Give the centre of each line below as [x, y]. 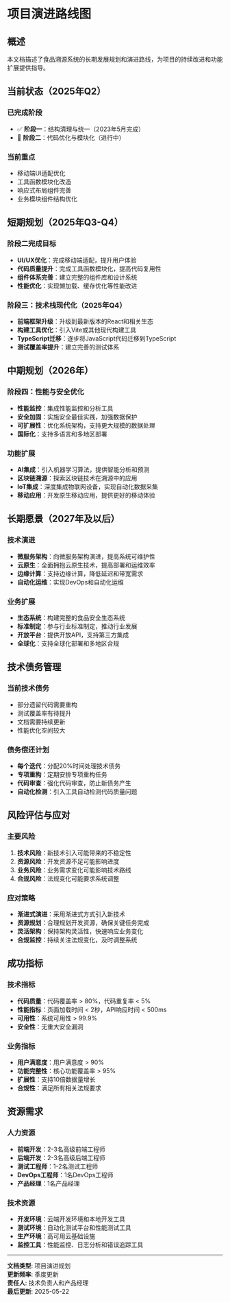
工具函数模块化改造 [44, 182]
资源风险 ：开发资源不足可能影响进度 [68, 861]
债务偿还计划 [28, 750]
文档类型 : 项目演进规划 [39, 1266]
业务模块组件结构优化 [47, 199]
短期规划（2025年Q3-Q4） [65, 222]
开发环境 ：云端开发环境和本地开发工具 [71, 1219]
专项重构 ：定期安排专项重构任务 [62, 774]
